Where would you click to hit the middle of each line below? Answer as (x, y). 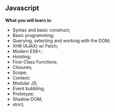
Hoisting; (22, 56)
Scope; (20, 72)
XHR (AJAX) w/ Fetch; (35, 46)
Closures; (22, 67)
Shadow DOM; (27, 99)
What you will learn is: (29, 20)
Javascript (22, 8)
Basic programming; (33, 35)
